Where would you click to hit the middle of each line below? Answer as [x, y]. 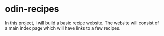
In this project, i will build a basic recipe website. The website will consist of [82, 23]
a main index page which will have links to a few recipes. [63, 28]
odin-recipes [32, 9]
